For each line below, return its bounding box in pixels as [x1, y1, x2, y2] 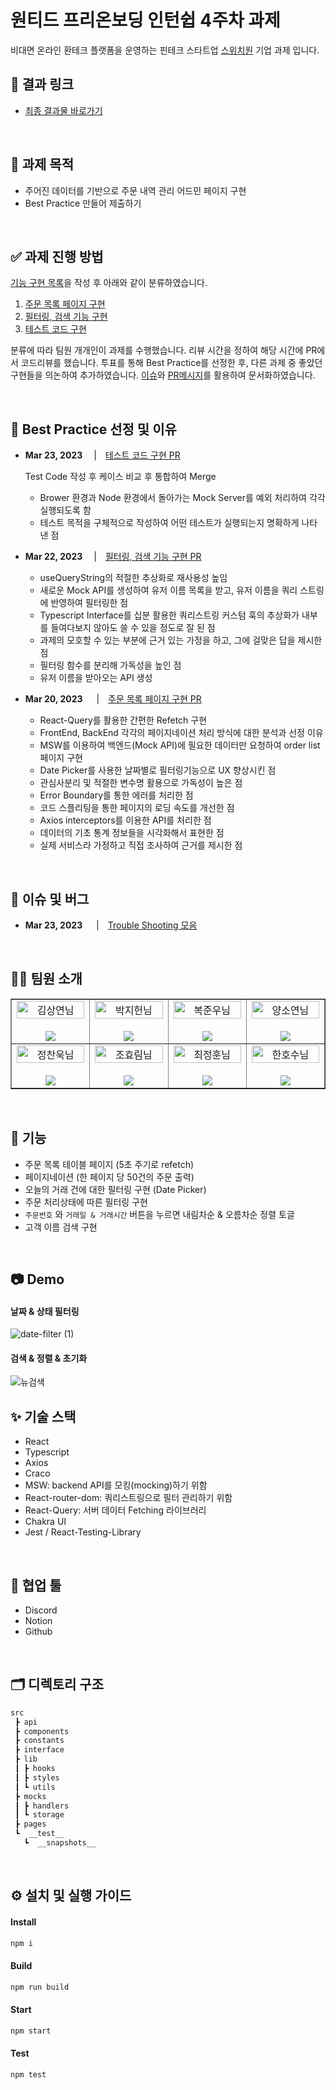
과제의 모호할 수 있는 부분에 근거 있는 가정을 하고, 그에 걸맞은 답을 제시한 [39, 634, 323, 646]
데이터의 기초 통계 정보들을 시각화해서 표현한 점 [39, 827, 225, 839]
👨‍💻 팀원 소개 [10, 971, 83, 988]
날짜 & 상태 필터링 [10, 1305, 80, 1317]
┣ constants [14, 1736, 65, 1746]
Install [10, 1916, 37, 1928]
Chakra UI [24, 1516, 67, 1528]
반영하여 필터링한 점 [50, 597, 129, 609]
